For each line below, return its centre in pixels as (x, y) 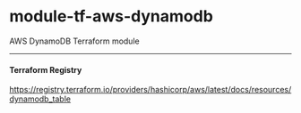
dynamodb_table (40, 99)
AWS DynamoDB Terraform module (75, 41)
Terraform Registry (46, 69)
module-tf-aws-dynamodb (111, 16)
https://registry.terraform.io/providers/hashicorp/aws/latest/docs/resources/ (150, 90)
